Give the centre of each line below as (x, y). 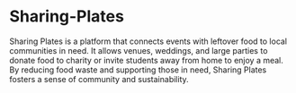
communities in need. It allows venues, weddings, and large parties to (139, 50)
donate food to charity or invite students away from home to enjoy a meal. (146, 60)
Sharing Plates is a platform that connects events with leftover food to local (148, 41)
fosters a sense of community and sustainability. (99, 79)
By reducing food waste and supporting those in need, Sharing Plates (138, 70)
